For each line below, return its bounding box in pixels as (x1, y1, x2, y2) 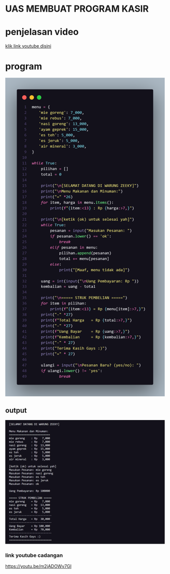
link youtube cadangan (5, 552, 63, 559)
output (5, 406, 27, 415)
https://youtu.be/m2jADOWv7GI (5, 563, 72, 569)
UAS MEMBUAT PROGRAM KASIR (5, 3, 149, 15)
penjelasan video (5, 26, 79, 38)
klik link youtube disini (5, 43, 52, 49)
